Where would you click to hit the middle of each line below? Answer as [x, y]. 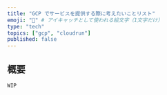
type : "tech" [26, 26]
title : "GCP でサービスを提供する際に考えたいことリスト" [81, 14]
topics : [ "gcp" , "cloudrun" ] [49, 33]
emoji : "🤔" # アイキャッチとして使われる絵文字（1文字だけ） [85, 20]
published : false [32, 40]
